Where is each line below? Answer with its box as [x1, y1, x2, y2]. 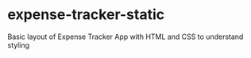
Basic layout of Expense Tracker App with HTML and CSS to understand [7, 32, 244, 41]
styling [7, 40, 29, 49]
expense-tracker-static [7, 6, 164, 24]
